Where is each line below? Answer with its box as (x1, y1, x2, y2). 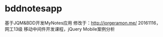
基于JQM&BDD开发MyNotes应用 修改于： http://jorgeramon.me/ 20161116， (5, 20, 161, 26)
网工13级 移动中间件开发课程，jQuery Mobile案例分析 (5, 26, 115, 32)
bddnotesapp (5, 3, 63, 14)
